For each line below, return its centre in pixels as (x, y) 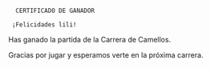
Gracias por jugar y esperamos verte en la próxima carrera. (106, 55)
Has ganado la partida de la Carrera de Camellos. (90, 40)
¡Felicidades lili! (44, 25)
